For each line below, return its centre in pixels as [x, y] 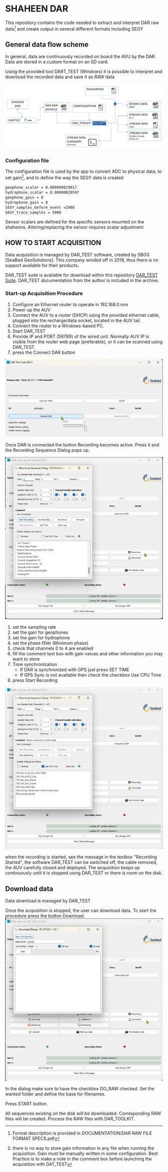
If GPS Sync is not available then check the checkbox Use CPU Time [90, 675]
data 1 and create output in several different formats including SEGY [74, 28]
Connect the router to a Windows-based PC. [58, 326]
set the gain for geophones [40, 632]
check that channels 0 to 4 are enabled [53, 648]
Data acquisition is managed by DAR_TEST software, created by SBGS [77, 255]
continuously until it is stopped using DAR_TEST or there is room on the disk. [84, 873]
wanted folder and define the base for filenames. [55, 1094]
